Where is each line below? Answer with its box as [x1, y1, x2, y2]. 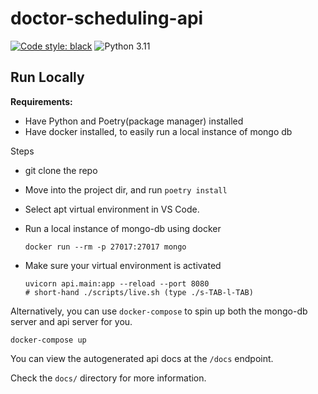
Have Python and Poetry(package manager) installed [24, 115, 244, 127]
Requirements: [10, 95, 73, 107]
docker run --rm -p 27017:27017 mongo [24, 242, 187, 252]
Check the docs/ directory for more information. [10, 372, 207, 384]
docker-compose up [10, 335, 87, 345]
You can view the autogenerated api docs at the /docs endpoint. [10, 352, 274, 364]
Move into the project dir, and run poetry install [24, 183, 228, 196]
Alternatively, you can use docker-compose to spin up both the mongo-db [10, 305, 308, 317]
